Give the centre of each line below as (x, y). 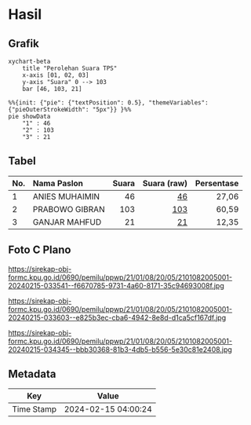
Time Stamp (35, 409)
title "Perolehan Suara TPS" (70, 68)
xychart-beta (29, 61)
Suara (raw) (165, 183)
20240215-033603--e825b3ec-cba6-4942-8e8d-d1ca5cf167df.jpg (117, 317)
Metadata (32, 374)
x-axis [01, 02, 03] (56, 75)
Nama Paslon (58, 183)
